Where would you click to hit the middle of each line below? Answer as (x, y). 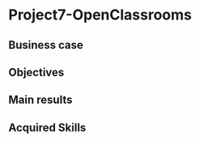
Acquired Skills (47, 127)
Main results (40, 100)
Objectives (36, 72)
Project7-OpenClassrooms (100, 15)
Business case (46, 45)
